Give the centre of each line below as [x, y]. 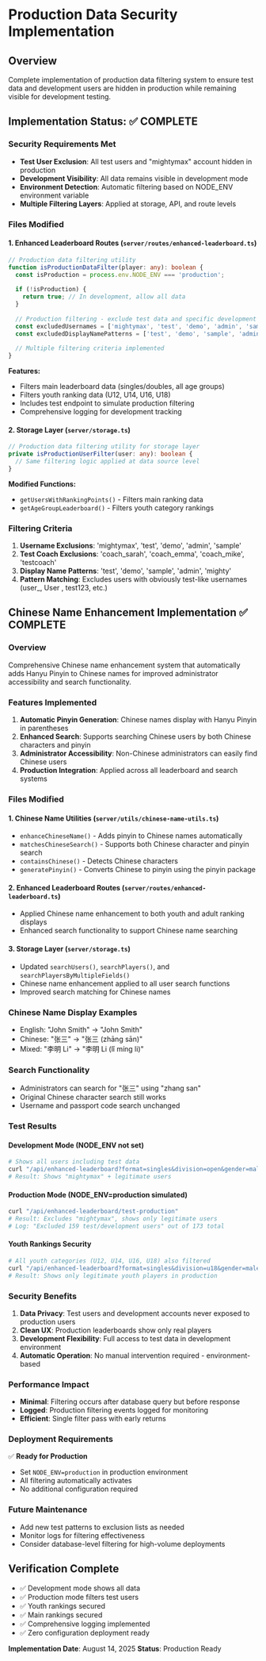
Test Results [32, 1126]
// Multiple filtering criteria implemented [90, 348]
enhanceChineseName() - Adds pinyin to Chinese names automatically [131, 836]
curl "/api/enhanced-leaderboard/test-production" [93, 1212]
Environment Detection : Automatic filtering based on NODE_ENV [126, 186]
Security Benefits [43, 1296]
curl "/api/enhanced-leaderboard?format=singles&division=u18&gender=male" [136, 1268]
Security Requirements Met [62, 144]
